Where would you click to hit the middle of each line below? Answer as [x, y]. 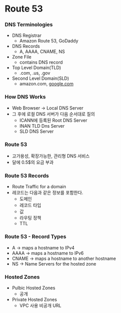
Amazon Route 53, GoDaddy [49, 41]
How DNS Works [25, 97]
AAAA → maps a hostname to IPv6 [48, 253]
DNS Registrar [27, 35]
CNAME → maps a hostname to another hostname [64, 258]
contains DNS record [41, 62]
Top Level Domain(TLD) [36, 68]
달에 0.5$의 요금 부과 [33, 163]
